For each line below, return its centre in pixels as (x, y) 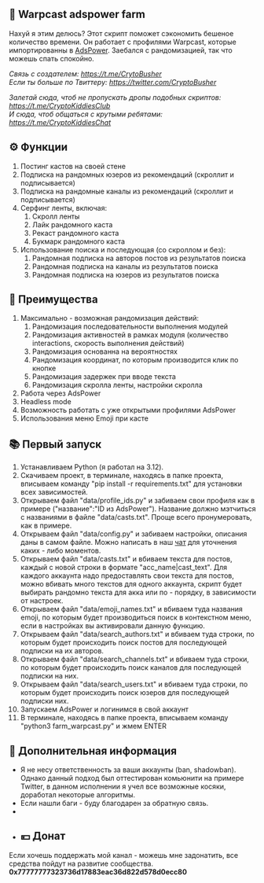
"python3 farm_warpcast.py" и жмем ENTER (93, 726)
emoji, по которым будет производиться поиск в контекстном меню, (136, 617)
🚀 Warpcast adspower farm (77, 15)
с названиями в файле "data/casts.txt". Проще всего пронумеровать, (136, 517)
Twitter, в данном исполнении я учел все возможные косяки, (123, 786)
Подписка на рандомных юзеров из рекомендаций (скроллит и (127, 175)
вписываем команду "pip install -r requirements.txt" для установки (131, 484)
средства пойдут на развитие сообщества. (81, 863)
